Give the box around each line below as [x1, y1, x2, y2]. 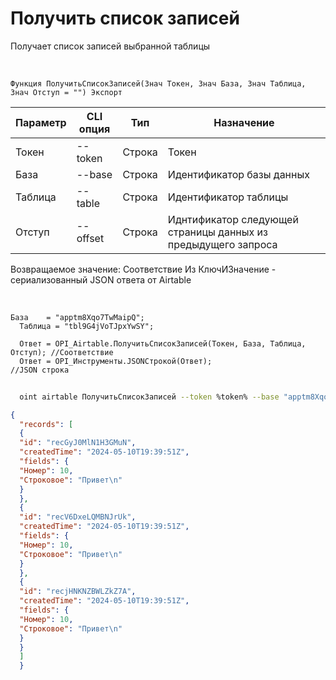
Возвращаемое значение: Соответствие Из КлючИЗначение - [10, 263, 277, 275]
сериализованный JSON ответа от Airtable [10, 273, 192, 286]
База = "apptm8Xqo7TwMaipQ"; [10, 312, 145, 322]
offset [76, 231, 105, 245]
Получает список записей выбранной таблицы [10, 40, 211, 52]
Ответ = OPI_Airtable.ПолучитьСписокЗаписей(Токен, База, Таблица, [19, 338, 307, 349]
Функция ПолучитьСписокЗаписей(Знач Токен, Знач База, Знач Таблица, [10, 78, 307, 89]
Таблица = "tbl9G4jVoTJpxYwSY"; [19, 321, 155, 331]
